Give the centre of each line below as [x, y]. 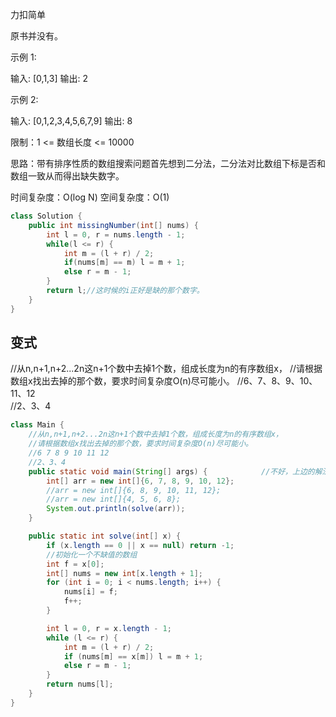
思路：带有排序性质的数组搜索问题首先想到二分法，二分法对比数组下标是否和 [168, 163]
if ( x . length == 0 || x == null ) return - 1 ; [140, 545]
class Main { [37, 425]
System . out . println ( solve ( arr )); [116, 509]
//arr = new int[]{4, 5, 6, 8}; [114, 499]
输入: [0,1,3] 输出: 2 [49, 78]
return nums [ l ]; [80, 684]
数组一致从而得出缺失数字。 [67, 176]
